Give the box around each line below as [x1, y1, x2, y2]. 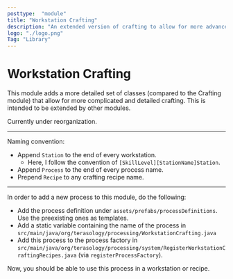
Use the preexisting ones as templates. [17, 214, 129, 223]
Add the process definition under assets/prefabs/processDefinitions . [17, 207, 218, 215]
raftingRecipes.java [17, 252, 77, 260]
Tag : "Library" [7, 36, 51, 43]
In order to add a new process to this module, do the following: [7, 193, 187, 202]
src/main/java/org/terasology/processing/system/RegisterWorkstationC [17, 245, 226, 252]
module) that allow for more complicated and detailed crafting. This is [7, 97, 206, 105]
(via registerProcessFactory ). [78, 251, 163, 260]
